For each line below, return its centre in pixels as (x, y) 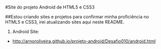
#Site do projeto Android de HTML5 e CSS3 (50, 7)
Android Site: (26, 31)
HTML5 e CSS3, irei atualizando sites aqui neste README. (65, 22)
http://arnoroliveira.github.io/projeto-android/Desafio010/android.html (84, 41)
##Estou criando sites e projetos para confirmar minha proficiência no (77, 17)
